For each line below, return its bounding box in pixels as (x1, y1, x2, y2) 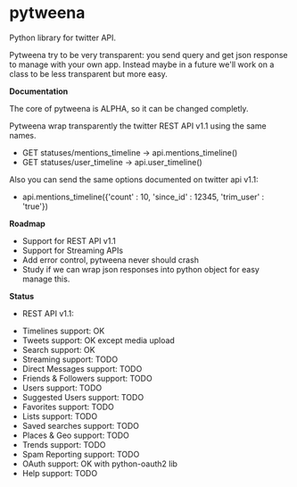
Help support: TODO (21, 467, 98, 478)
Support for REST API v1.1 (21, 235, 116, 246)
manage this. (21, 273, 70, 284)
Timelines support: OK (21, 325, 105, 336)
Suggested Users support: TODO (21, 391, 144, 402)
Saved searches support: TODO (21, 420, 140, 431)
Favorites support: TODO (21, 401, 114, 412)
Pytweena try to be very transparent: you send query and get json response (9, 49, 288, 60)
